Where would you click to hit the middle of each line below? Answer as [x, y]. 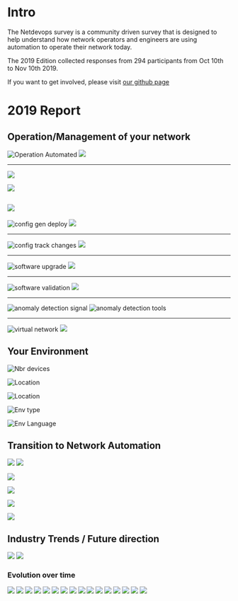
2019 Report [44, 111]
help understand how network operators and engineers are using [102, 39]
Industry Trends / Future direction [83, 539]
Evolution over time [41, 576]
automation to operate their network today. [70, 47]
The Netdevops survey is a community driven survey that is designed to [112, 32]
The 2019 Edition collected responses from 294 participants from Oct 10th [115, 60]
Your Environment [48, 351]
